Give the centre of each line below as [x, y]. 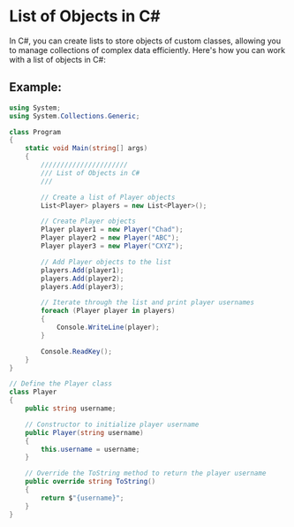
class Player [33, 392]
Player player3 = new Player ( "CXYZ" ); [112, 246]
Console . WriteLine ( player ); [108, 327]
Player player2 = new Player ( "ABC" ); [110, 238]
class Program [35, 132]
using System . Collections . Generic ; [75, 116]
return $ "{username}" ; [83, 498]
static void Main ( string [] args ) [87, 149]
